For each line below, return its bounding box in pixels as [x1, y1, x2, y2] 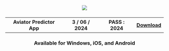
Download [136, 21, 161, 28]
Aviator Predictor [13, 18, 55, 25]
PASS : [109, 18, 125, 25]
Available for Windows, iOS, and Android [34, 40, 135, 47]
